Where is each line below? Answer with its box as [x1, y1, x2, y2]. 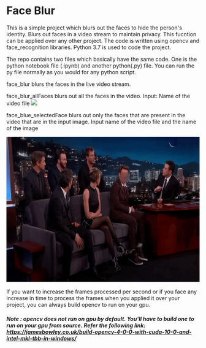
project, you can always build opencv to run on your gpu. [6, 301, 151, 308]
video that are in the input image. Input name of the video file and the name [6, 118, 197, 125]
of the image [6, 124, 39, 132]
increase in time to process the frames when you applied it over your [6, 294, 180, 301]
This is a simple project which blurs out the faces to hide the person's [6, 24, 183, 31]
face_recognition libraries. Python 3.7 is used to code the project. [6, 44, 172, 51]
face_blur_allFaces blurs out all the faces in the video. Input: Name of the [6, 92, 191, 99]
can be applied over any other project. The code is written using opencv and [6, 37, 200, 44]
